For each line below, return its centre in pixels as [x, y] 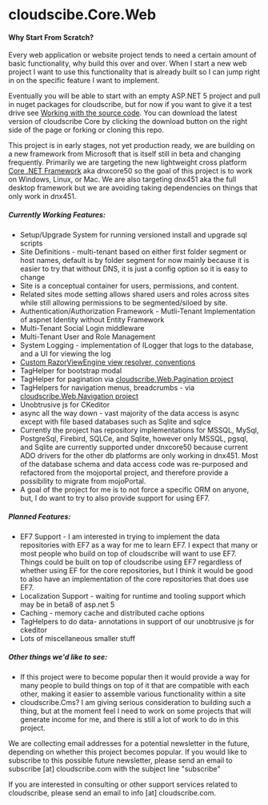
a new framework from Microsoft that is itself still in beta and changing [125, 154]
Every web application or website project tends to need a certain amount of [133, 55]
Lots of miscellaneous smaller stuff [78, 639]
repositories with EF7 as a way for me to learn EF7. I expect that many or [139, 545]
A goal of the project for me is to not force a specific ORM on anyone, [134, 490]
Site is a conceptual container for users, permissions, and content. [129, 286]
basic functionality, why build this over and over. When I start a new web [128, 64]
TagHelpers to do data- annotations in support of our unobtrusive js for [137, 622]
